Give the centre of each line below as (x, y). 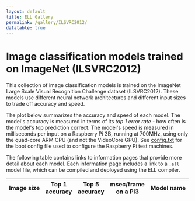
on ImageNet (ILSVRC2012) (74, 69)
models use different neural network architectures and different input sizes (96, 98)
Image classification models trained (95, 57)
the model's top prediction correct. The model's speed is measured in (90, 128)
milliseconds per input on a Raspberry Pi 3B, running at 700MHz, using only (97, 134)
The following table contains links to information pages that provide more (94, 158)
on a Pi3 (127, 192)
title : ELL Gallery (30, 17)
